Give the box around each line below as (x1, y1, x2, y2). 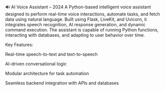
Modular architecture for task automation (5, 71, 89, 76)
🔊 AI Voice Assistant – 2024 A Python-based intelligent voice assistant (5, 4, 151, 10)
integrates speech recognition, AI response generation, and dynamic (5, 22, 146, 27)
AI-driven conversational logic (5, 61, 67, 67)
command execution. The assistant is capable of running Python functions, (5, 27, 159, 33)
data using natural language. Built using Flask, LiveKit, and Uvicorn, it (5, 16, 147, 22)
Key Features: (5, 42, 33, 47)
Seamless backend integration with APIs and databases (5, 80, 119, 86)
